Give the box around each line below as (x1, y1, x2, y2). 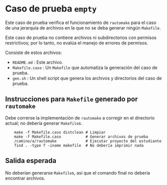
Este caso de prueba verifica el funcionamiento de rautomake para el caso (5, 19, 157, 25)
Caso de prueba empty (5, 3, 97, 14)
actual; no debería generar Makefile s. (5, 120, 83, 126)
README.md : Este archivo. (12, 59, 63, 65)
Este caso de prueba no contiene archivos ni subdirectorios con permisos (5, 34, 157, 40)
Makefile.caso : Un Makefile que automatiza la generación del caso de (12, 64, 158, 70)
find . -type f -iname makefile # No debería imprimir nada (14, 143, 144, 148)
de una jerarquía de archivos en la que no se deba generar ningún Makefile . (5, 24, 161, 30)
